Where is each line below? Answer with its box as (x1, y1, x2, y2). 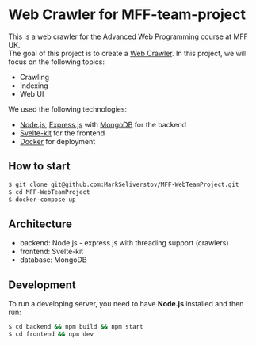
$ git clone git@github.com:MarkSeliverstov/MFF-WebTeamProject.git (8, 181, 239, 188)
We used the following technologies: (8, 105, 128, 114)
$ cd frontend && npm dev (8, 330, 94, 338)
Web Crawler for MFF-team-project (8, 6, 246, 24)
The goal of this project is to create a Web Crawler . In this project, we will (8, 48, 247, 58)
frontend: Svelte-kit (19, 247, 84, 257)
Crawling (19, 72, 50, 82)
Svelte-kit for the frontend (19, 128, 105, 138)
